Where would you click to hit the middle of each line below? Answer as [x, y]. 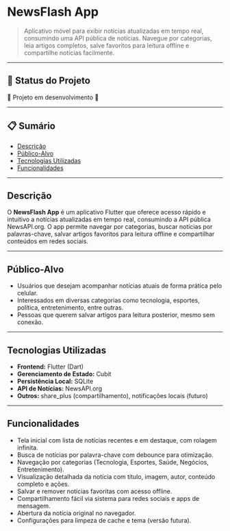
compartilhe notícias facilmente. [69, 53]
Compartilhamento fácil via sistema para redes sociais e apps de [108, 498]
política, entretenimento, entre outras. [70, 308]
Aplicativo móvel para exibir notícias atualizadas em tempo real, [114, 31]
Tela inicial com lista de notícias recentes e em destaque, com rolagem [117, 440]
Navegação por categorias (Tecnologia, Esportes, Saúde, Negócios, [113, 462]
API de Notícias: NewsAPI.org [60, 388]
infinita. [28, 447]
